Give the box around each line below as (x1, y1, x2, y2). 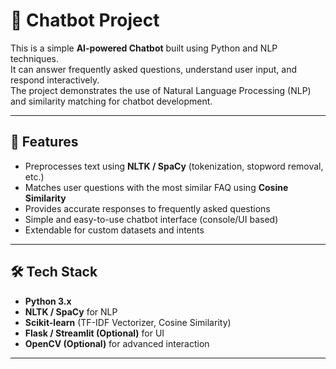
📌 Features (10, 134, 79, 151)
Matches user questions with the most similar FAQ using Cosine (24, 181, 289, 193)
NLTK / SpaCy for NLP (24, 305, 118, 318)
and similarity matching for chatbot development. (10, 95, 213, 107)
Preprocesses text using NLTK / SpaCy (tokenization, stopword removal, (24, 160, 324, 172)
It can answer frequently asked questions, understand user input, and (10, 63, 298, 75)
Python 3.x (24, 295, 72, 307)
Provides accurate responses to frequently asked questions (24, 202, 271, 214)
